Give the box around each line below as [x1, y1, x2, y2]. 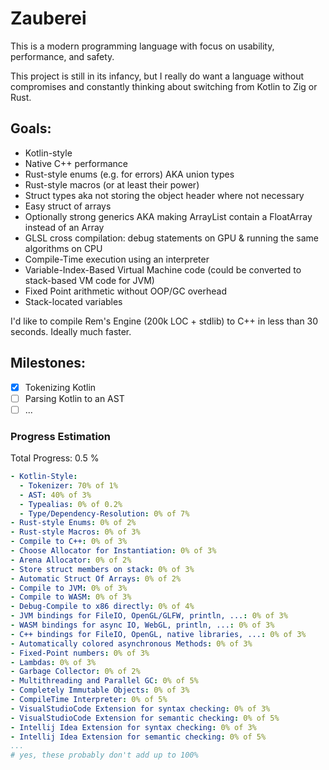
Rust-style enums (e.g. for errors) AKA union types [24, 168, 235, 180]
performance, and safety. [10, 50, 115, 62]
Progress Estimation [10, 429, 112, 443]
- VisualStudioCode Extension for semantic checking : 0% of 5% [10, 713, 280, 723]
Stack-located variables [24, 295, 123, 307]
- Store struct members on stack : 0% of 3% [10, 564, 195, 574]
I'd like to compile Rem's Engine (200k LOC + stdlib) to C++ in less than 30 [10, 315, 319, 327]
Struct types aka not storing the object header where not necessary [24, 189, 305, 201]
